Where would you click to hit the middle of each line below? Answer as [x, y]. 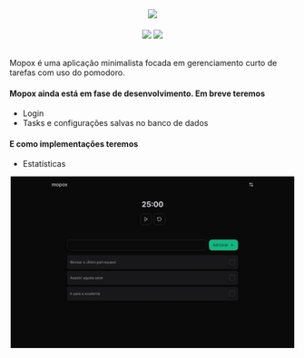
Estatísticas [44, 164]
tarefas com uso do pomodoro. [67, 73]
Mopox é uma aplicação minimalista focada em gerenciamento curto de [143, 63]
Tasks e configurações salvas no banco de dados [115, 123]
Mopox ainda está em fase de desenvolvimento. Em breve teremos [137, 93]
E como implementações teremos [74, 143]
